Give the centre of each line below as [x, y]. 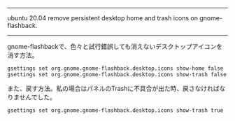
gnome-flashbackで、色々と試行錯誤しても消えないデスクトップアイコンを [115, 47]
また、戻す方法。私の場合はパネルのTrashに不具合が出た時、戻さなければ [114, 88]
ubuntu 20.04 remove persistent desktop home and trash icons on [102, 18]
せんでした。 [37, 97]
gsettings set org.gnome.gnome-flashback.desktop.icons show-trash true [115, 111]
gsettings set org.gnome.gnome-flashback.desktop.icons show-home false [115, 69]
